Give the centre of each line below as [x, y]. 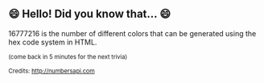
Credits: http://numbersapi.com [52, 71]
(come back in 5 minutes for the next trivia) [68, 56]
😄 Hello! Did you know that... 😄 [90, 14]
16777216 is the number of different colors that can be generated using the [132, 33]
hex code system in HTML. [53, 42]
